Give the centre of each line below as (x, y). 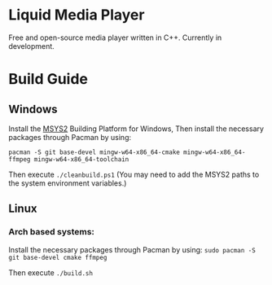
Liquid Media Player (77, 15)
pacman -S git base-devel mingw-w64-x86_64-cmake (94, 152)
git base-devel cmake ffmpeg (58, 257)
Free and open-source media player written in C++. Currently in (115, 37)
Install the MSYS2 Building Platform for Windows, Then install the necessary (136, 129)
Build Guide (48, 79)
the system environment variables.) (68, 183)
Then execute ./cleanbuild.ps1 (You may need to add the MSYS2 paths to (134, 174)
